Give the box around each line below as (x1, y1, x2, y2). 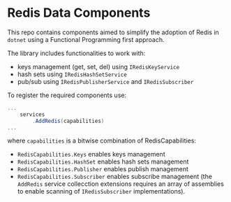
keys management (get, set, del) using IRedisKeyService (17, 62, 180, 71)
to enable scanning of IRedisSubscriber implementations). (17, 187, 186, 196)
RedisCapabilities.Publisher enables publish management (17, 165, 188, 173)
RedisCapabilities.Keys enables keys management (17, 150, 165, 159)
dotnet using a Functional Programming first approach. (7, 35, 165, 43)
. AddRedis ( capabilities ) (32, 117, 105, 124)
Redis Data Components (7, 5, 151, 21)
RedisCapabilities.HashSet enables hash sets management (17, 157, 189, 166)
